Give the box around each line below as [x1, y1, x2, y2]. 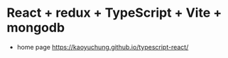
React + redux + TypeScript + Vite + [6, 5, 222, 21]
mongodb [6, 20, 65, 36]
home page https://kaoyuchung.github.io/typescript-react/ [16, 43, 189, 51]
